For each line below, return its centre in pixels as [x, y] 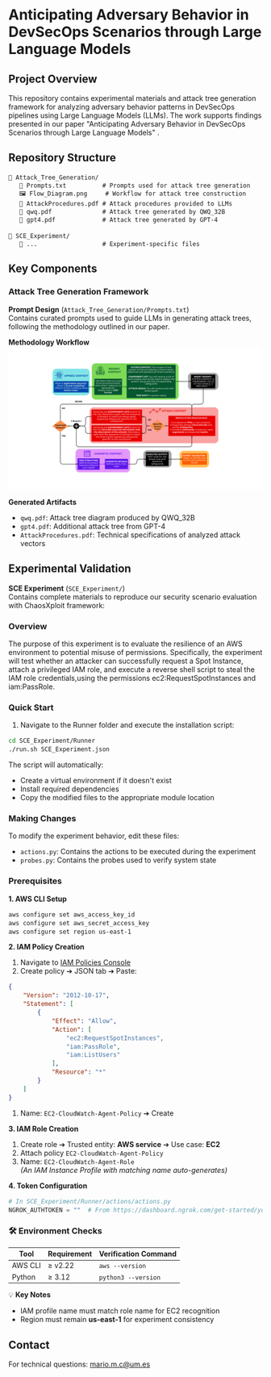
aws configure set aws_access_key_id [72, 914]
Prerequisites [35, 881]
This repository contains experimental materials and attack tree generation [132, 98]
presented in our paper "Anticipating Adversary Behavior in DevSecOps [127, 124]
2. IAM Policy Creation [46, 947]
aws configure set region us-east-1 [70, 932]
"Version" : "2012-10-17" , [67, 995]
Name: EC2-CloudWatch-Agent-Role [77, 1161]
